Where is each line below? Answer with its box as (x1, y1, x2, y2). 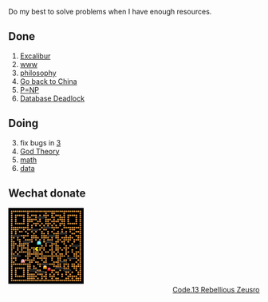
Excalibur (19, 51, 51, 61)
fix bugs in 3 (19, 137, 61, 147)
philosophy (19, 68, 57, 77)
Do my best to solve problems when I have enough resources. (8, 7, 212, 16)
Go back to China (19, 76, 77, 86)
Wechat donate (8, 187, 86, 201)
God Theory (19, 146, 60, 156)
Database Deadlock (19, 93, 85, 103)
